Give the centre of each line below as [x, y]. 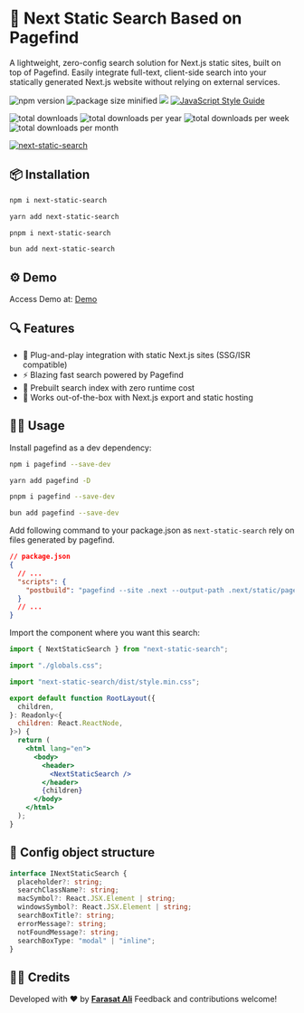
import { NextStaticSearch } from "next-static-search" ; [119, 649]
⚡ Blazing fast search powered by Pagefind [103, 374]
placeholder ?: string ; [60, 882]
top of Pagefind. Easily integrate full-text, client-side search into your [138, 72]
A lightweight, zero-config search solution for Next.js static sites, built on [145, 62]
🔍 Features [42, 329]
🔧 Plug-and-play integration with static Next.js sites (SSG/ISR [136, 355]
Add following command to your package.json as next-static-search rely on [152, 530]
